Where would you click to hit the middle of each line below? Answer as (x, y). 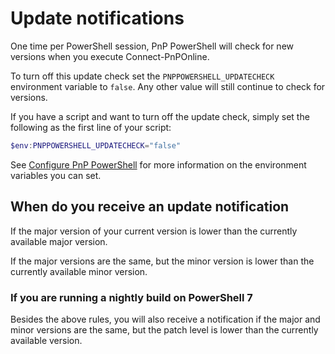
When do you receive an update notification (150, 207)
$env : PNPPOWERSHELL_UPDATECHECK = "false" (96, 145)
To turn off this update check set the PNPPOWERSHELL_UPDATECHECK (142, 76)
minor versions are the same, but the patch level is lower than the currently (164, 329)
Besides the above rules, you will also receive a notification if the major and (165, 319)
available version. (46, 340)
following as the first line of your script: (91, 127)
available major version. (59, 241)
